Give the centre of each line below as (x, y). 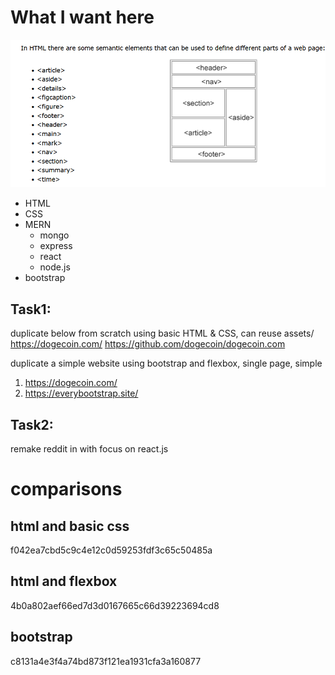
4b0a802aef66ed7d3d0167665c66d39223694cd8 (115, 605)
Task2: (32, 424)
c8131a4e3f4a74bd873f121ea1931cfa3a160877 (106, 661)
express (56, 246)
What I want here (82, 17)
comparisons (66, 489)
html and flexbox (64, 581)
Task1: (31, 309)
